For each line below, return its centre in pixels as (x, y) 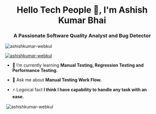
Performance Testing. (35, 70)
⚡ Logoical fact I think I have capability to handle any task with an (79, 90)
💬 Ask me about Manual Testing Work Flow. (57, 80)
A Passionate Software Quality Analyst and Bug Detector (82, 36)
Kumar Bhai (82, 20)
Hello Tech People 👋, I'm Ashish (82, 10)
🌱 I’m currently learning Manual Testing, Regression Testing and (78, 65)
